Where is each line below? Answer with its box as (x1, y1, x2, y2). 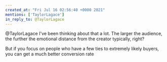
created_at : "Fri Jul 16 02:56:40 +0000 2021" (5, 7, 105, 13)
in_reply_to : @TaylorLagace (5, 17, 65, 22)
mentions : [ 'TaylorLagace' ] (5, 12, 65, 17)
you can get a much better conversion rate (5, 51, 94, 57)
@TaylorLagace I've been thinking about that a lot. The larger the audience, (5, 31, 163, 37)
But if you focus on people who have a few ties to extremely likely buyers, (5, 46, 159, 52)
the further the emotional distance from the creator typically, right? (5, 36, 145, 42)
